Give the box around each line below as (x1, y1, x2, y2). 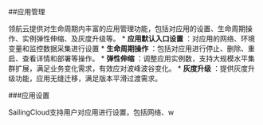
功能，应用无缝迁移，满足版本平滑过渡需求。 (14, 74, 162, 83)
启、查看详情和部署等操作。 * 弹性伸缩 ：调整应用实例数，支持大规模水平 (8, 54, 249, 63)
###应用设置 (8, 91, 50, 100)
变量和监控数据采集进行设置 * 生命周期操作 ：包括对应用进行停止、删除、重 (8, 44, 255, 53)
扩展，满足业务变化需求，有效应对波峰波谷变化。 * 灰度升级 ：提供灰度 (14, 64, 249, 73)
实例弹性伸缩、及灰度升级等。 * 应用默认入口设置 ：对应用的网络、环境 (22, 34, 255, 43)
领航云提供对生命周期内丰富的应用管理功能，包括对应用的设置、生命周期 (8, 24, 245, 33)
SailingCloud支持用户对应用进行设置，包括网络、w (8, 107, 175, 117)
